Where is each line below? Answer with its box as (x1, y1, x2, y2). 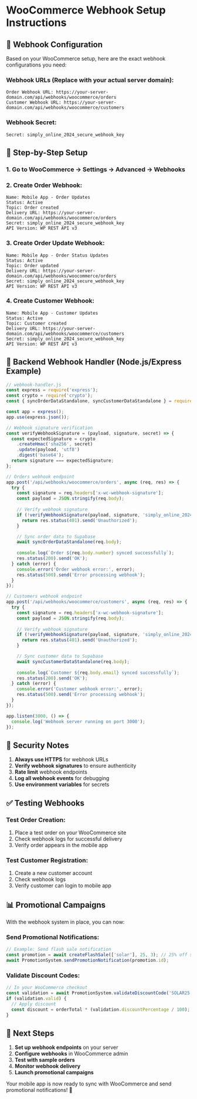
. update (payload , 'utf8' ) (16, 447, 80, 453)
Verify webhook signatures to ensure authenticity (14, 762, 137, 770)
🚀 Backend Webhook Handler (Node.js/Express (6, 357, 182, 367)
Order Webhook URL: (6, 89, 54, 95)
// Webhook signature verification (6, 425, 93, 431)
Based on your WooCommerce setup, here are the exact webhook (6, 55, 166, 62)
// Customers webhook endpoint (6, 594, 83, 600)
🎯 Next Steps (6, 1028, 55, 1038)
